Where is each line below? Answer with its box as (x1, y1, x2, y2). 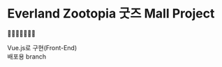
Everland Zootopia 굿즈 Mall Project (7, 6, 215, 22)
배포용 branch (7, 52, 47, 61)
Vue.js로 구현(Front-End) (7, 43, 77, 52)
